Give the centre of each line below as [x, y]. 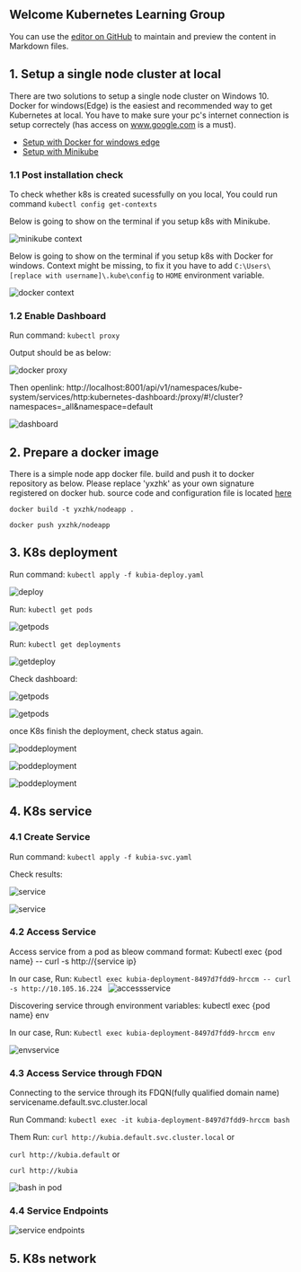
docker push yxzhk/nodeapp [60, 526]
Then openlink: [37, 388]
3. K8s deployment [64, 553]
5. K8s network [53, 1258]
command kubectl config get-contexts [83, 203]
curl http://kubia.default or [65, 1154]
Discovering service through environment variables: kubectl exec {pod [140, 1005]
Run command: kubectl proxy [65, 335]
